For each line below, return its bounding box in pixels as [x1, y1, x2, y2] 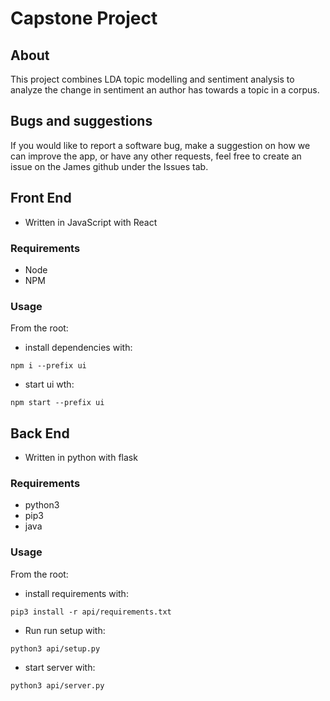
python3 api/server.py [10, 680, 105, 691]
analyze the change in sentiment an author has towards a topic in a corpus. [10, 84, 320, 96]
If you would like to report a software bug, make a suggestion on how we [10, 139, 311, 151]
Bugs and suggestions [10, 113, 153, 130]
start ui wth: [24, 378, 75, 391]
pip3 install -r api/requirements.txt [10, 607, 172, 617]
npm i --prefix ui [10, 361, 87, 371]
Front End [10, 190, 72, 207]
